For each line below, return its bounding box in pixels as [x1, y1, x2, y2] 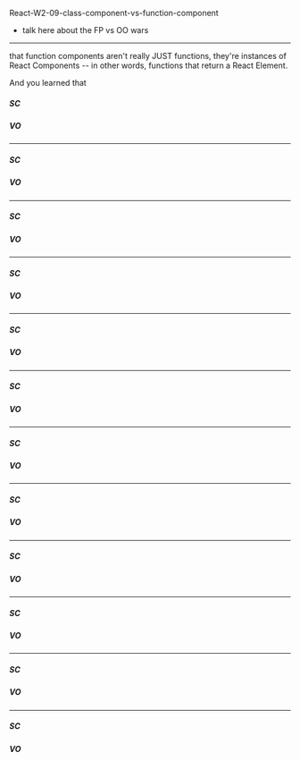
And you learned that [9, 78, 87, 88]
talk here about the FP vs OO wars [21, 25, 149, 35]
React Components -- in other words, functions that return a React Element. [9, 60, 288, 71]
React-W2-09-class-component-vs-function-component [9, 8, 219, 18]
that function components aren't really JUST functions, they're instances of [9, 51, 287, 61]
